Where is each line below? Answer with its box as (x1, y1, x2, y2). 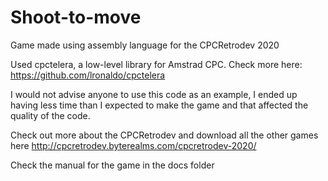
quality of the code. (10, 109, 91, 121)
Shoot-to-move (10, 6, 142, 29)
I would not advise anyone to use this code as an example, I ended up (10, 88, 298, 100)
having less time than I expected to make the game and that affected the (10, 99, 309, 111)
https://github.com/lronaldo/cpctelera (10, 69, 166, 81)
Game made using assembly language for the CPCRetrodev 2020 (10, 39, 280, 51)
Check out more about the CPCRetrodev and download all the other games (10, 129, 319, 141)
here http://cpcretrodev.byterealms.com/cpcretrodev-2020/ (10, 139, 257, 151)
